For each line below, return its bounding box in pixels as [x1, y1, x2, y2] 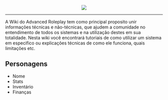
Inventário [12, 83, 33, 89]
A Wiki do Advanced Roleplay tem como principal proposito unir [5, 19, 137, 24]
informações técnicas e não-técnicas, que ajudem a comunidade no [5, 24, 146, 30]
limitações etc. [5, 45, 35, 51]
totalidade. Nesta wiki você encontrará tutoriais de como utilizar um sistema [5, 35, 161, 40]
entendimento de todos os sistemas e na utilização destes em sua [5, 29, 141, 35]
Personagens [5, 60, 48, 68]
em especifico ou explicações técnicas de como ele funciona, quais [5, 40, 145, 46]
